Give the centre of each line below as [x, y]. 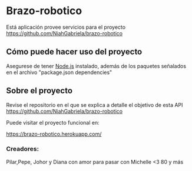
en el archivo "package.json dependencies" [59, 72]
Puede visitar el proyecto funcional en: [53, 122]
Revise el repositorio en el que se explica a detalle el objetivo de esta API [95, 105]
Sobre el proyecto [39, 91]
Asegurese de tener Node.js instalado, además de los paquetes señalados [96, 66]
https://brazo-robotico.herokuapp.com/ [54, 134]
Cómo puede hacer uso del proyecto [74, 52]
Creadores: [23, 149]
